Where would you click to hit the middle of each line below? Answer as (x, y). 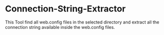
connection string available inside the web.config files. (60, 27)
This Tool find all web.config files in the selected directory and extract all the (82, 22)
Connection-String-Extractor (65, 9)
